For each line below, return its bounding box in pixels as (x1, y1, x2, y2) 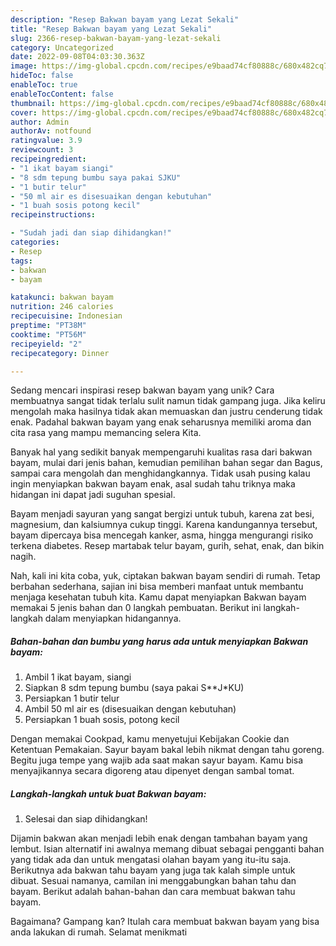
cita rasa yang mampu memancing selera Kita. (10, 427, 202, 439)
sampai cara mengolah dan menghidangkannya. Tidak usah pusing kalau (10, 467, 311, 480)
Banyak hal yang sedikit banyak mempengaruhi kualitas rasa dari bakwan (10, 446, 313, 458)
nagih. (10, 551, 37, 563)
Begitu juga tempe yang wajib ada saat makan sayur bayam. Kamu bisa (10, 754, 304, 766)
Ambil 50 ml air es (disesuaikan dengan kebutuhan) (24, 703, 237, 715)
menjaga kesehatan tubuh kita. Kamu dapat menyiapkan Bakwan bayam (10, 591, 307, 603)
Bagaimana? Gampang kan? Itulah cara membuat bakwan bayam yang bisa (10, 916, 320, 928)
